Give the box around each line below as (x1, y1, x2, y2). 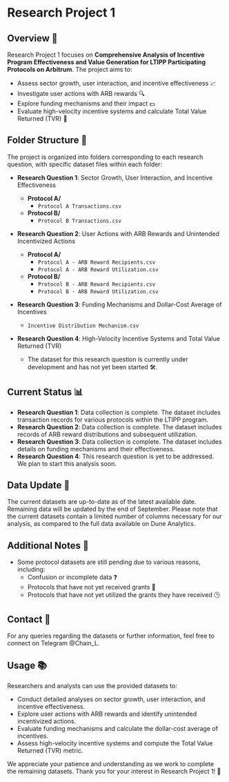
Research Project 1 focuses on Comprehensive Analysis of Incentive (7, 50, 205, 59)
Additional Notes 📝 (7, 540, 89, 551)
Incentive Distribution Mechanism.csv (27, 322, 139, 329)
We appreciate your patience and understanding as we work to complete (7, 759, 215, 768)
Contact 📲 (7, 613, 51, 625)
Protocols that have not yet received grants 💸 (27, 583, 157, 592)
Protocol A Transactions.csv (37, 202, 122, 210)
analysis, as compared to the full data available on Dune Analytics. (7, 520, 196, 528)
